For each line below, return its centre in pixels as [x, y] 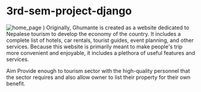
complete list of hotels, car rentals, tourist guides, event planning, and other [100, 40]
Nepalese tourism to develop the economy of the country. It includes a [94, 33]
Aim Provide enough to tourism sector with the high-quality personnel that [98, 70]
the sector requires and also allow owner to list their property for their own [98, 77]
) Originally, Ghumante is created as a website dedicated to [116, 27]
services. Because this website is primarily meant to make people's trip [94, 47]
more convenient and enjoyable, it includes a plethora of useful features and [101, 53]
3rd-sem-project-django [69, 11]
